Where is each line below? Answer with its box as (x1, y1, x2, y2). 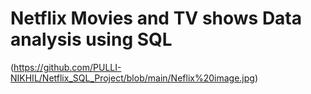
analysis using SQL (10, 28, 173, 51)
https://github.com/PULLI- (13, 61, 122, 73)
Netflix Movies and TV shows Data (10, 7, 303, 30)
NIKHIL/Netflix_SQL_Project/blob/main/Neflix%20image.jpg (10, 72, 255, 84)
